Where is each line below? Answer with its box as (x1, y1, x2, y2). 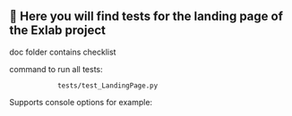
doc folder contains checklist (9, 46, 116, 57)
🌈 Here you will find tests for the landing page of (9, 9, 284, 24)
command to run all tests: (9, 63, 103, 74)
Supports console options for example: (9, 96, 153, 107)
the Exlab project (9, 23, 106, 38)
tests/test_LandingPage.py (56, 81, 159, 90)
